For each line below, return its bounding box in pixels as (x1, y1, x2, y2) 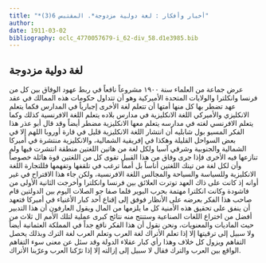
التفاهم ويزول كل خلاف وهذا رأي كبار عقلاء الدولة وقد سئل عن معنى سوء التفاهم (9, 237, 246, 247)
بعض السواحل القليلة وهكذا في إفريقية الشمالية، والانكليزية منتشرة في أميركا (9, 135, 236, 145)
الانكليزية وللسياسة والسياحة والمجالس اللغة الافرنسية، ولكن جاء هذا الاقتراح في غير (9, 169, 256, 179)
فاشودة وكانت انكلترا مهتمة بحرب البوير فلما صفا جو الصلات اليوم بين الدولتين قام (9, 186, 249, 196)
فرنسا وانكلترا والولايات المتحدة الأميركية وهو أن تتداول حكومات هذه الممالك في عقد (9, 93, 258, 103)
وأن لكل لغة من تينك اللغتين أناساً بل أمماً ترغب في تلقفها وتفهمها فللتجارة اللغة (9, 161, 242, 171)
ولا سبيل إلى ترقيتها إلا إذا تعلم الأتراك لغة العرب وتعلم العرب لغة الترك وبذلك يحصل (9, 229, 255, 238)
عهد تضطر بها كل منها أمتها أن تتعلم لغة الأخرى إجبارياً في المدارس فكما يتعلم (9, 101, 237, 112)
